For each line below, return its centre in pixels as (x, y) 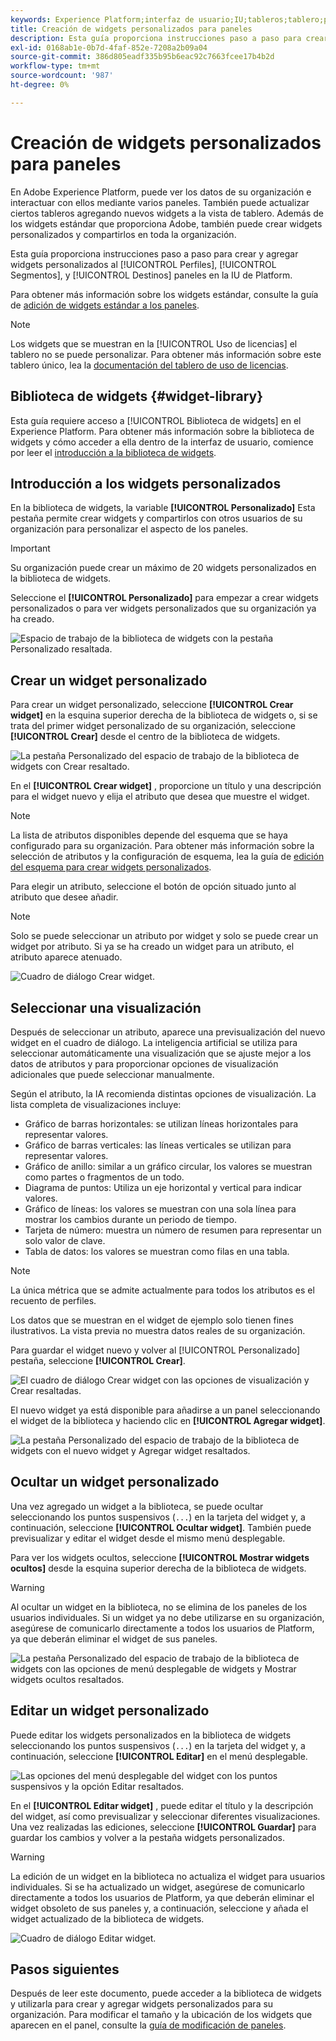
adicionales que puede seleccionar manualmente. (112, 1074)
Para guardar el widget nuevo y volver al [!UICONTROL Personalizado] (155, 1350)
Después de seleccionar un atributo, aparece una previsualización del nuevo (168, 1032)
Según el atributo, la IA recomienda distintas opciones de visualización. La (163, 1093)
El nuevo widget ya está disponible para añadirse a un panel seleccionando (165, 1410)
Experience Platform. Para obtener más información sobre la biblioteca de (162, 431)
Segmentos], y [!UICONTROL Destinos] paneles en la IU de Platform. (151, 275)
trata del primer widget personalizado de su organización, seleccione (153, 726)
